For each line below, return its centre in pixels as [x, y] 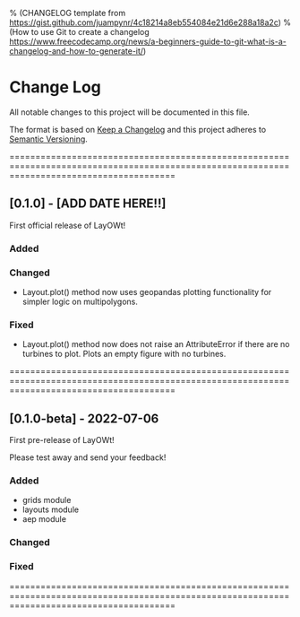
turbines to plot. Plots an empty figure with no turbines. [124, 354]
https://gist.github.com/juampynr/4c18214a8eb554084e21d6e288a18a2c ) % [150, 22]
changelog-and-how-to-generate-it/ [77, 51]
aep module [44, 519]
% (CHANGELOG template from [68, 13]
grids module [47, 500]
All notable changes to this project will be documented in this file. [130, 112]
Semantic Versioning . [48, 139]
